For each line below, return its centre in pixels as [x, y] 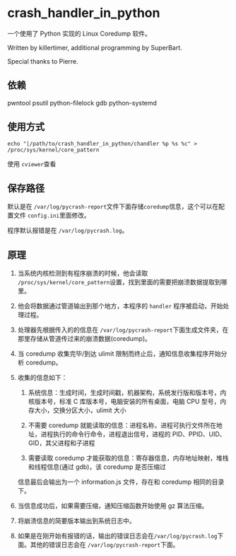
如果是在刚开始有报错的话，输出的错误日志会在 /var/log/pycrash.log [117, 536]
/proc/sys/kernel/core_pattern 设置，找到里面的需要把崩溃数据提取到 [119, 282]
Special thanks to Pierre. [43, 61]
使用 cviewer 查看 [32, 163]
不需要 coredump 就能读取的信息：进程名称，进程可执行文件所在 [122, 425]
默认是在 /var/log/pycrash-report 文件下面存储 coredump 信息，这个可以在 [113, 207]
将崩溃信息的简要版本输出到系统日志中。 [76, 521]
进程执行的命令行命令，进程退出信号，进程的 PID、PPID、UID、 [133, 434]
